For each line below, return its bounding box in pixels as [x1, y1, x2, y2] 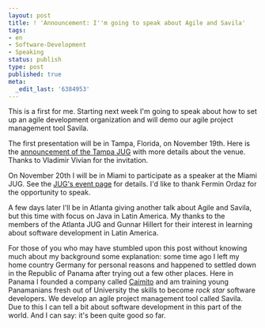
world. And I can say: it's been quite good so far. [8, 311, 166, 320]
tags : [8, 26, 26, 34]
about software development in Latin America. [8, 228, 159, 238]
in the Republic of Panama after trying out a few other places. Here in [8, 269, 234, 278]
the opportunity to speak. [8, 187, 91, 198]
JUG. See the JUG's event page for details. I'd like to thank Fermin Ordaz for [8, 179, 257, 189]
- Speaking [8, 48, 44, 56]
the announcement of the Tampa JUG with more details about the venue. [8, 147, 246, 156]
